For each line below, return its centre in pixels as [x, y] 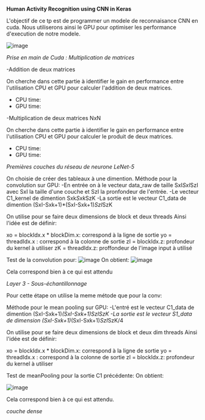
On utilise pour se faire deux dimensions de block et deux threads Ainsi [96, 216]
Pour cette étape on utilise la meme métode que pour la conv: [84, 296]
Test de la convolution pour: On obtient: [68, 260]
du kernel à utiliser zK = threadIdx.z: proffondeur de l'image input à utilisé [99, 248]
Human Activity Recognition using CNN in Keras [69, 9]
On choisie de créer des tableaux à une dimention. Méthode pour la [91, 178]
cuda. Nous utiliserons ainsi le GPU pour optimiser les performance [91, 27]
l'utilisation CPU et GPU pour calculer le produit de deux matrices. [90, 136]
